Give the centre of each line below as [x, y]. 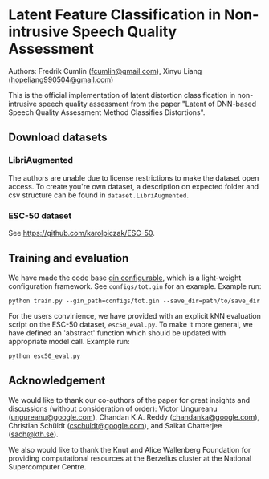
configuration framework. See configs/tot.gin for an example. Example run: [135, 286]
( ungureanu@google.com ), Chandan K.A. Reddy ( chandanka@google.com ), [134, 417]
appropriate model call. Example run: [69, 341]
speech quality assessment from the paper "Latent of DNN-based [148, 104]
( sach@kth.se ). [33, 434]
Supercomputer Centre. [47, 466]
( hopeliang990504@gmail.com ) [61, 79]
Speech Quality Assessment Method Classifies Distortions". [107, 112]
